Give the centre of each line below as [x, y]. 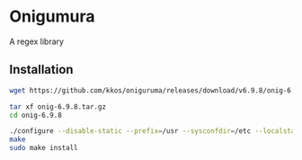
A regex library [37, 41]
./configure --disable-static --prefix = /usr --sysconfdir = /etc [130, 131]
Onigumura [52, 17]
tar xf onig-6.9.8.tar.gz [58, 107]
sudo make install [44, 148]
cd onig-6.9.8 [36, 115]
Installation [41, 70]
